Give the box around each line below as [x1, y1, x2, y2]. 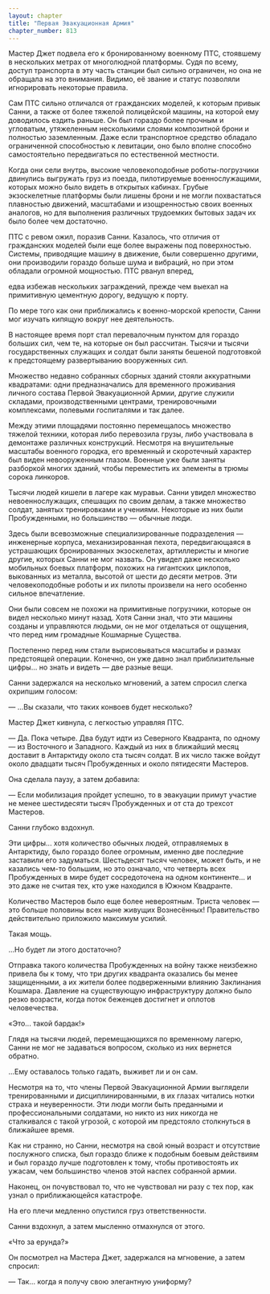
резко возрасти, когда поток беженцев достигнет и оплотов [8, 994, 215, 1005]
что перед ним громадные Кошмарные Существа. [8, 630, 182, 640]
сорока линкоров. [8, 472, 70, 482]
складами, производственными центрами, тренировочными [8, 397, 217, 407]
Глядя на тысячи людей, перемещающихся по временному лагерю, [8, 1034, 243, 1044]
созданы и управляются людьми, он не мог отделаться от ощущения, [8, 621, 249, 631]
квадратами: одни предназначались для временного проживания [8, 379, 235, 390]
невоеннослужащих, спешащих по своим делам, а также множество [8, 496, 247, 506]
